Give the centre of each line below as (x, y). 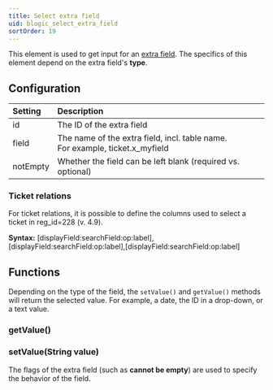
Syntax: (22, 238)
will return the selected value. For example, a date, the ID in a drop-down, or (136, 301)
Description (80, 111)
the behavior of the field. (50, 378)
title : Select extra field (54, 16)
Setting (27, 111)
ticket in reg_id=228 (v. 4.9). (56, 222)
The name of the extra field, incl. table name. (142, 138)
